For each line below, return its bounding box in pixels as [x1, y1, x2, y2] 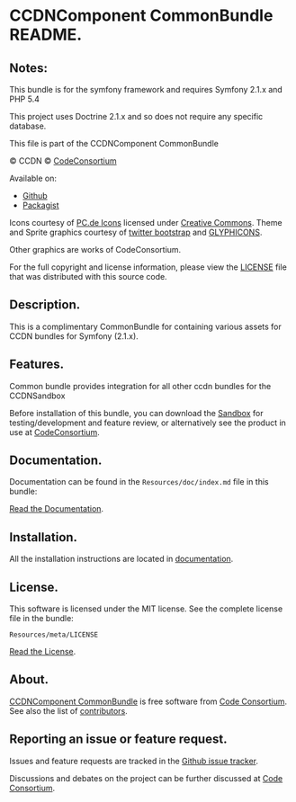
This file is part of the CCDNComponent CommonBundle [9, 138, 219, 148]
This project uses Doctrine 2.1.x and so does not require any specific [9, 111, 264, 121]
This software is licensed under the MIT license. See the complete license [9, 603, 283, 614]
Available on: [9, 173, 57, 183]
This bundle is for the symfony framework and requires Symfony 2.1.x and [9, 85, 283, 94]
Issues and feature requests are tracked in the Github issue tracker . [9, 755, 259, 766]
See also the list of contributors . [9, 705, 128, 716]
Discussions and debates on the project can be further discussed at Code [9, 772, 283, 783]
